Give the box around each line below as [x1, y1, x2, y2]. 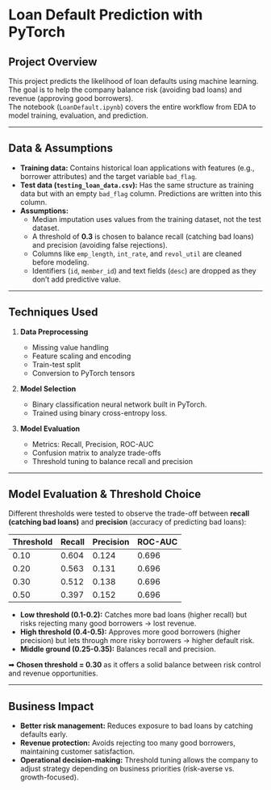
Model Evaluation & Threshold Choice [8, 487, 202, 501]
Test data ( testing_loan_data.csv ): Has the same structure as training [19, 180, 254, 190]
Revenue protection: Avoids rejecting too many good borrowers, [19, 738, 236, 748]
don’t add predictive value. [31, 274, 121, 284]
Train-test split [31, 359, 81, 369]
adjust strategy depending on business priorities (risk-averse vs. [19, 764, 236, 774]
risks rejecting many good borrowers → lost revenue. [19, 619, 197, 629]
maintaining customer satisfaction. [19, 746, 135, 756]
